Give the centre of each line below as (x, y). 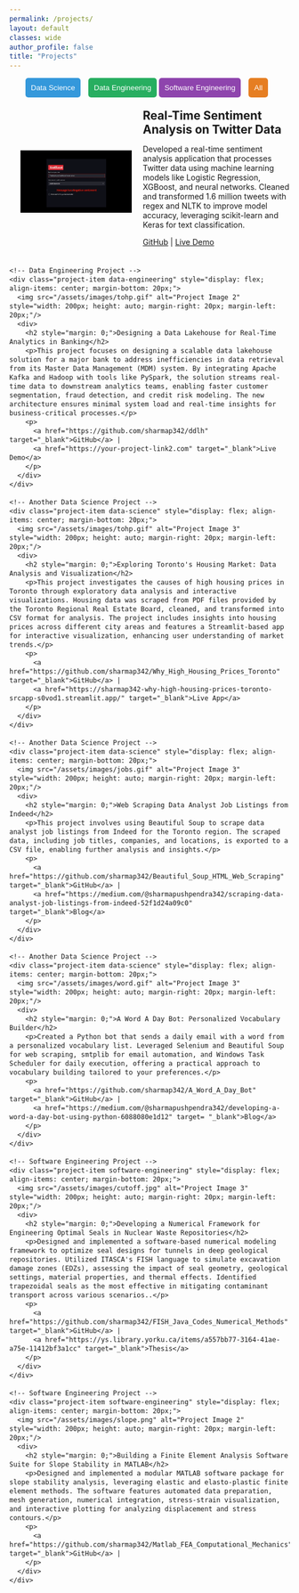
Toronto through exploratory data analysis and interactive (123, 592)
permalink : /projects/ (51, 19)
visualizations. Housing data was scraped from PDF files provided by (143, 600)
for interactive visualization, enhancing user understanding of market (147, 636)
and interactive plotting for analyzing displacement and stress (133, 1509)
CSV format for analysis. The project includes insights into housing (143, 618)
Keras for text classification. (194, 225)
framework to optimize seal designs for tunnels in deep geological (139, 1251)
